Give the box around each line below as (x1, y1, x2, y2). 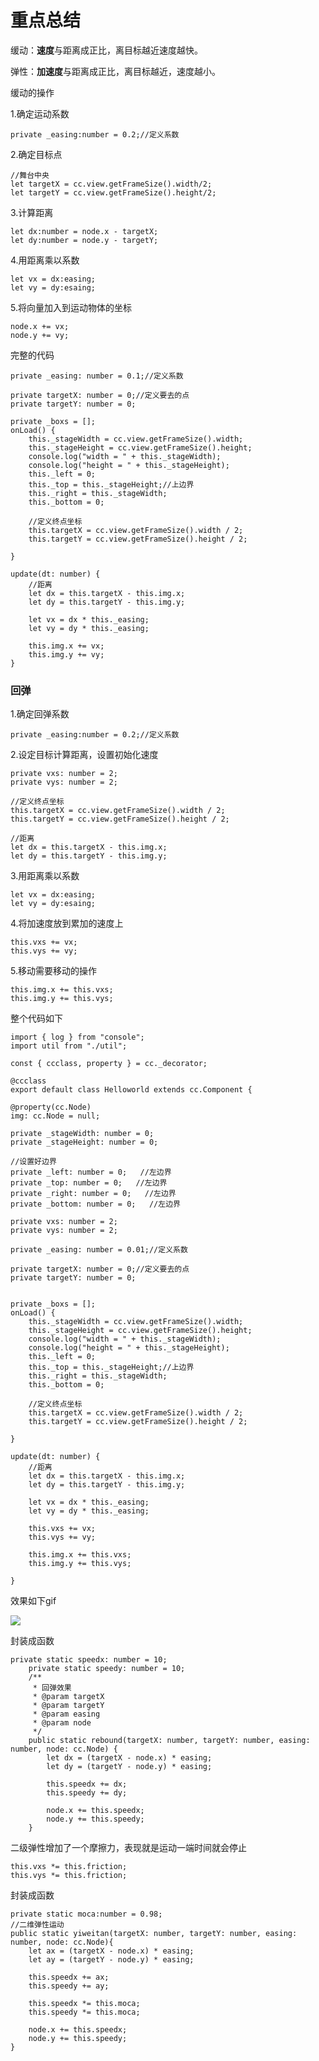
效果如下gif (10, 1595, 57, 1607)
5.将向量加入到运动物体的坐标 (10, 301, 132, 313)
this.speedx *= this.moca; (28, 1999, 141, 2009)
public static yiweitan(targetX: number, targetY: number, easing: (10, 1929, 298, 1939)
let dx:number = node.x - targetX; (10, 226, 159, 236)
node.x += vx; (10, 321, 70, 331)
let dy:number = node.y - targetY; (10, 235, 159, 245)
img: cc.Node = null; (10, 1111, 101, 1121)
